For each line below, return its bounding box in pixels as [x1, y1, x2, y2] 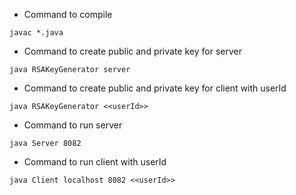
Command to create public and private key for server [23, 45, 242, 57]
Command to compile [23, 9, 113, 20]
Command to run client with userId [23, 156, 167, 168]
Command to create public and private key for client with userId [23, 82, 287, 94]
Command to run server [23, 119, 123, 131]
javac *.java [9, 28, 64, 38]
